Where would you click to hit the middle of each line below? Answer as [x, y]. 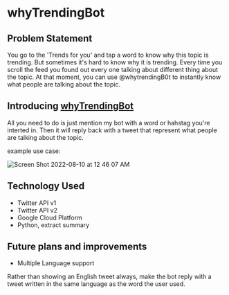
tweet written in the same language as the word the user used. [96, 284]
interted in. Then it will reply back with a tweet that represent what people [112, 130]
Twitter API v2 [37, 210]
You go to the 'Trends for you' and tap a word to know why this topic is [108, 55]
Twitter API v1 [37, 203]
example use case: [34, 151]
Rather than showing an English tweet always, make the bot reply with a [110, 277]
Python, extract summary [53, 225]
